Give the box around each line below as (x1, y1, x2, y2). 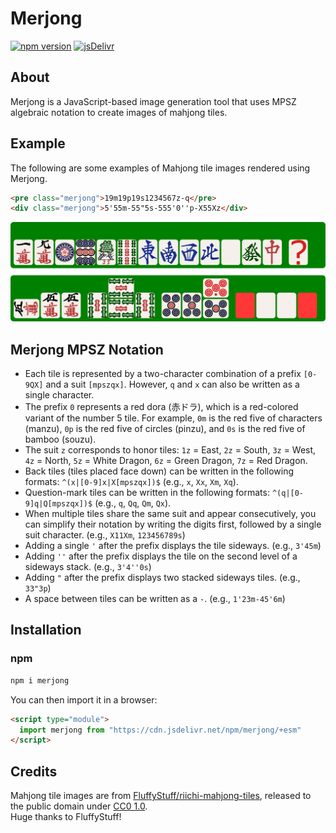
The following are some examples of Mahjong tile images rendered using (10, 162, 311, 174)
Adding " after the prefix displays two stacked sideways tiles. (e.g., (24, 572, 301, 584)
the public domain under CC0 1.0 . (10, 800, 148, 812)
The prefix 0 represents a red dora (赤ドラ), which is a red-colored (24, 401, 299, 413)
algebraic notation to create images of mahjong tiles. (10, 106, 228, 118)
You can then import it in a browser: (10, 693, 158, 706)
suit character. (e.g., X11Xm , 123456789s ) (24, 529, 186, 541)
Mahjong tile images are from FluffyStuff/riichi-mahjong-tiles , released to (10, 790, 312, 802)
